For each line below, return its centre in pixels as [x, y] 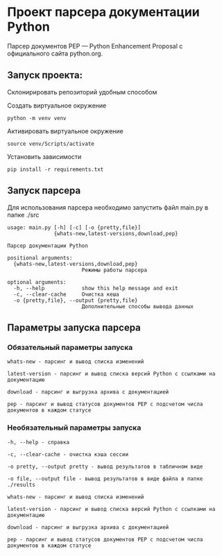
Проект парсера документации [103, 12]
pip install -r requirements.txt [55, 169]
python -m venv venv [37, 118]
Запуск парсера [44, 191]
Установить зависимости [44, 156]
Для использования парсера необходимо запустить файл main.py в [108, 207]
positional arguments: [40, 258]
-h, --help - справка [39, 442]
